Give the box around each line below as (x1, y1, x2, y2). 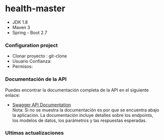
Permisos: (12, 63, 33, 69)
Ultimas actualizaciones (5, 130, 64, 137)
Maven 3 (12, 24, 31, 30)
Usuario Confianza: (12, 58, 52, 64)
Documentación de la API (5, 76, 67, 83)
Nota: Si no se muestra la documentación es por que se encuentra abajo (12, 107, 160, 113)
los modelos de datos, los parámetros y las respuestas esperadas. (12, 117, 147, 123)
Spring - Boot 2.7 (12, 29, 48, 35)
